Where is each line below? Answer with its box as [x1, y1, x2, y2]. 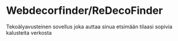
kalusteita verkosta [6, 29, 52, 36]
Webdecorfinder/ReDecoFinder [6, 4, 163, 17]
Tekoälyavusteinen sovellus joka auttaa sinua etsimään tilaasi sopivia [6, 23, 173, 30]
